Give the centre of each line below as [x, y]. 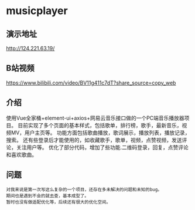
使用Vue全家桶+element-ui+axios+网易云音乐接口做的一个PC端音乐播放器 [95, 118]
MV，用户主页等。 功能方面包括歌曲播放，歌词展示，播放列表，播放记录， [100, 133]
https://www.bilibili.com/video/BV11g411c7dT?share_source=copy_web [91, 83]
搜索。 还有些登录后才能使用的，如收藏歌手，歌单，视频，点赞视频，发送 [94, 140]
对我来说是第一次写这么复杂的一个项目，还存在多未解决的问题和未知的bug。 [84, 190]
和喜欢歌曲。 [21, 154]
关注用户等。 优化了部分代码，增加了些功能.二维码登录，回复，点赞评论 [102, 147]
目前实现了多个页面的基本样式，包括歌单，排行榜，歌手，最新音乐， [100, 125]
